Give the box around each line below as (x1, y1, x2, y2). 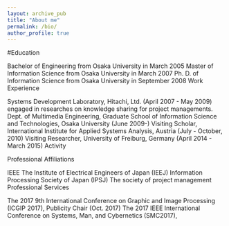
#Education (7, 49, 40, 57)
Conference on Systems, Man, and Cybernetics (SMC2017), (7, 211, 178, 220)
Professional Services (7, 183, 69, 191)
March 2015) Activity (7, 141, 66, 150)
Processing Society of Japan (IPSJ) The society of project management (7, 176, 212, 184)
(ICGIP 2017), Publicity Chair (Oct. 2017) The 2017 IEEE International (7, 204, 201, 212)
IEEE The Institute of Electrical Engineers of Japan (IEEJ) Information (7, 168, 203, 177)
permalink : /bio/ (7, 23, 57, 30)
